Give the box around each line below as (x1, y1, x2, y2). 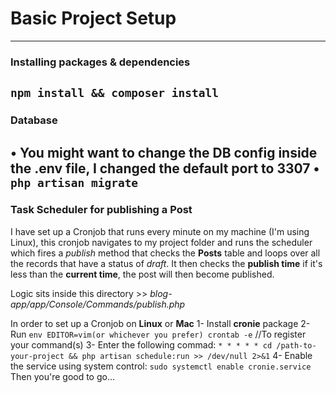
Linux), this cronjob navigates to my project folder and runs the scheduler (10, 236, 313, 248)
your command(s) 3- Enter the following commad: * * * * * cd (10, 338, 273, 351)
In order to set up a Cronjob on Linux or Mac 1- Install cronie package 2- (10, 317, 311, 329)
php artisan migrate (10, 175, 139, 190)
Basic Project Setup (10, 7, 177, 30)
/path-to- (276, 340, 317, 351)
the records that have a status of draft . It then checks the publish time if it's (10, 257, 323, 269)
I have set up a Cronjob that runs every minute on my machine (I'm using (10, 225, 310, 237)
